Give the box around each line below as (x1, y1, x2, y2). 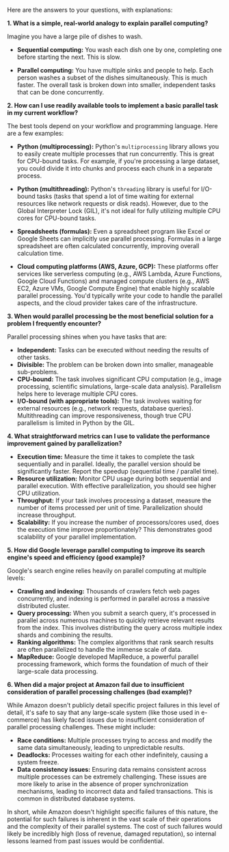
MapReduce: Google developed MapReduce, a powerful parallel (16, 653, 199, 661)
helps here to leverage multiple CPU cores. (16, 390, 138, 398)
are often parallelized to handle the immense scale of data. (16, 646, 183, 653)
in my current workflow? (7, 109, 79, 117)
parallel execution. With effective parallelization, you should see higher (16, 482, 217, 489)
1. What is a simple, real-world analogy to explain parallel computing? (7, 19, 208, 27)
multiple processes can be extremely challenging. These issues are (16, 772, 207, 781)
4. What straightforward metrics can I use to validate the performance (7, 432, 211, 440)
